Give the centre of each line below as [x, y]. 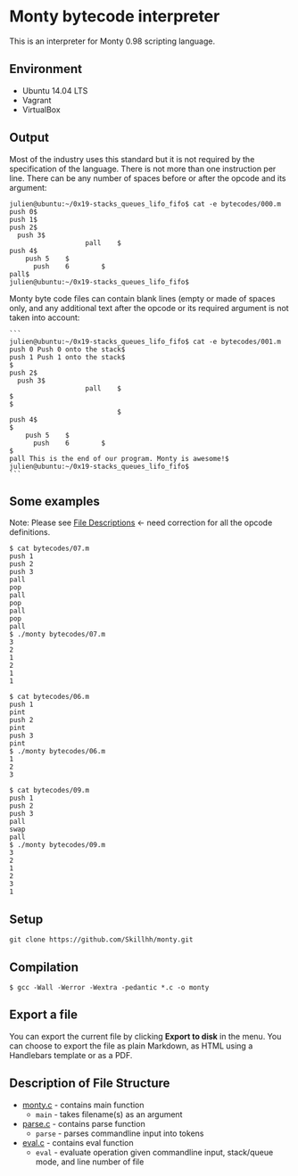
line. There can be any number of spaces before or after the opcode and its [148, 178]
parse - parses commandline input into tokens [120, 1133]
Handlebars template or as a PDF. [71, 1055]
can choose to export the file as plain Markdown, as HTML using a [131, 1046]
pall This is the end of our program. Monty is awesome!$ [119, 458]
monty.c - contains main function [83, 1105]
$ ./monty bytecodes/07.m [57, 635]
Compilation [44, 967]
